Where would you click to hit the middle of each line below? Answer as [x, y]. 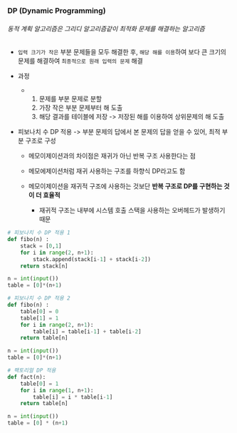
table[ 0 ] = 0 [39, 311]
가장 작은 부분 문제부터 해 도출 [81, 108]
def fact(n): [27, 377]
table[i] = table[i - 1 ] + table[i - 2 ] [87, 331]
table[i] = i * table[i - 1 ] [73, 397]
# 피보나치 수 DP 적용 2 [39, 298]
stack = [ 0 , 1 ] [41, 246]
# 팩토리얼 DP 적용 [32, 370]
